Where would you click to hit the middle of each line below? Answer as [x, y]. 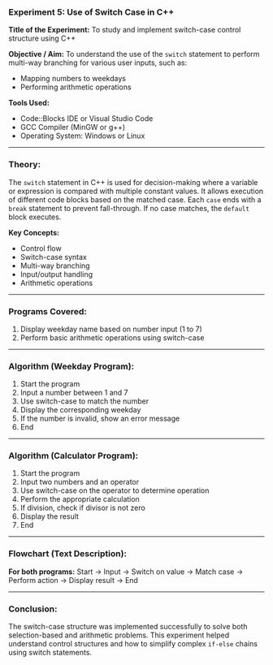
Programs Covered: [48, 311]
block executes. [35, 217]
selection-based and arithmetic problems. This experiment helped [119, 635]
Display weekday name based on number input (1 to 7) [111, 329]
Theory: [25, 165]
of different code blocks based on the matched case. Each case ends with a [135, 199]
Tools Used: [29, 103]
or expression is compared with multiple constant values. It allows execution [136, 191]
